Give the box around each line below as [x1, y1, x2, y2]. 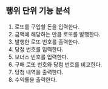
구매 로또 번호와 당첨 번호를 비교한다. [14, 61, 103, 68]
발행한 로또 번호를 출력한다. [14, 38, 80, 45]
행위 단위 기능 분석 [5, 5, 70, 16]
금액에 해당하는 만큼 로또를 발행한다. [14, 30, 101, 38]
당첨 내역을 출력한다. [14, 68, 64, 76]
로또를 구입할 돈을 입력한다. [14, 23, 80, 30]
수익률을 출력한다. [14, 76, 57, 83]
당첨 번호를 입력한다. [14, 45, 64, 53]
